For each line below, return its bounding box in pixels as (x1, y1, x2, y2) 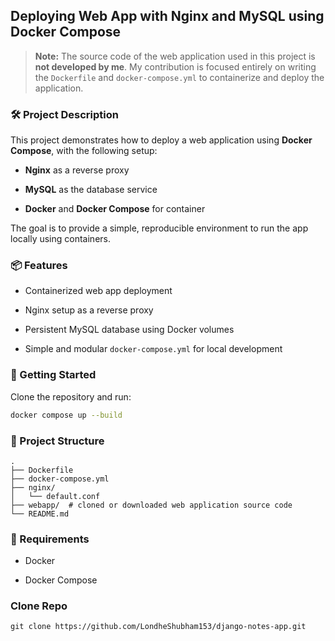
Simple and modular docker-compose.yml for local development (24, 343, 283, 355)
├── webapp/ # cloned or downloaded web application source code (10, 500, 293, 510)
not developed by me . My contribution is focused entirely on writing (34, 60, 317, 73)
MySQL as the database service (24, 184, 158, 196)
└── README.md (10, 509, 70, 519)
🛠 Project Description (10, 107, 119, 121)
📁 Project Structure (10, 434, 105, 448)
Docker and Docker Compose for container (24, 203, 206, 215)
